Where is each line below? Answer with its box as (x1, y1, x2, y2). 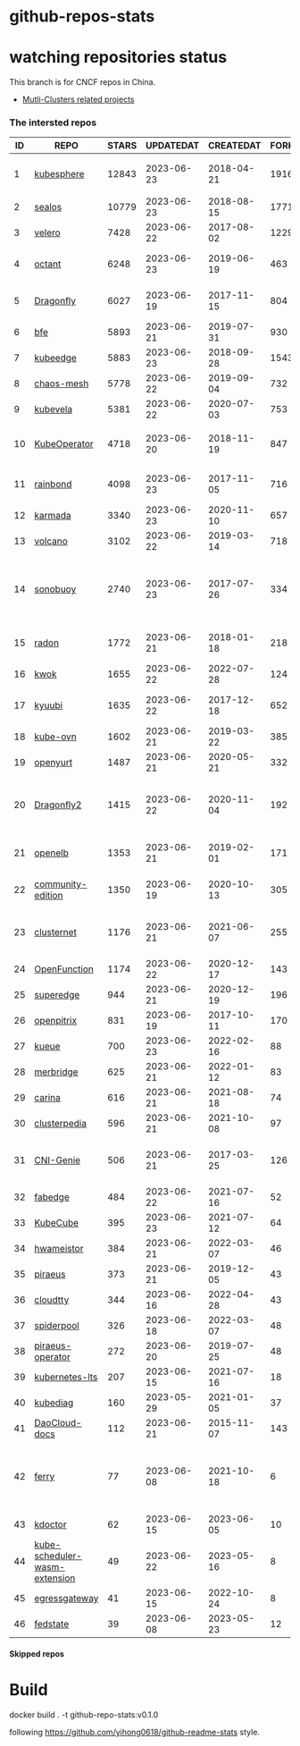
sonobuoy (34, 583, 77, 595)
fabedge (34, 1191, 70, 1203)
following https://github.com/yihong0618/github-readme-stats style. (9, 1726, 261, 1737)
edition (34, 890, 63, 902)
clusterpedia (34, 1118, 87, 1130)
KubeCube (34, 1217, 79, 1229)
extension (34, 1572, 76, 1584)
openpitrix (34, 1015, 78, 1027)
